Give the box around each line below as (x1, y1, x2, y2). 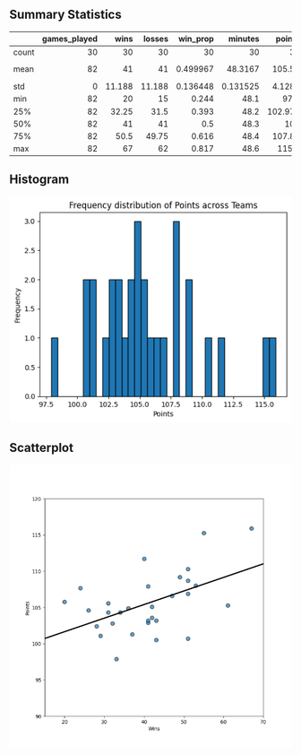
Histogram (9, 172, 70, 187)
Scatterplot (9, 440, 74, 456)
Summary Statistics (9, 7, 123, 22)
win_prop (177, 33, 215, 44)
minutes (228, 33, 260, 44)
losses (142, 33, 168, 44)
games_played (41, 33, 99, 44)
